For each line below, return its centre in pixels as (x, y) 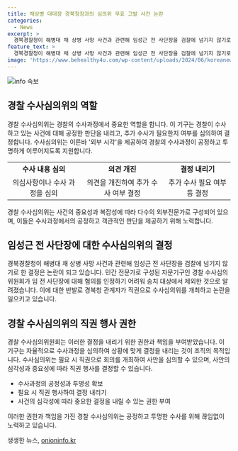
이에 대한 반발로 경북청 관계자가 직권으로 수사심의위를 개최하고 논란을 (135, 290)
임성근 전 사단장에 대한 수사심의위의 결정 (90, 245)
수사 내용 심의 (44, 169)
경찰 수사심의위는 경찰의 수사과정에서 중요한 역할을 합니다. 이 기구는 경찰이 (110, 124)
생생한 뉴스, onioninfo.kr (42, 440)
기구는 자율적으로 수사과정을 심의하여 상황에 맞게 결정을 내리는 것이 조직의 (109, 351)
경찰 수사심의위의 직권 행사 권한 (72, 323)
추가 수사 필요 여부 (198, 182)
